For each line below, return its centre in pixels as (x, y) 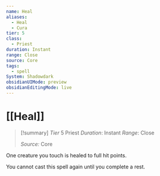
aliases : (17, 17)
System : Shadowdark (30, 77)
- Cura (19, 28)
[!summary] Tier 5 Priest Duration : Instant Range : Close (87, 133)
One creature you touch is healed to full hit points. (67, 155)
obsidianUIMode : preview (36, 82)
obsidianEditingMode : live (39, 88)
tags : (13, 66)
